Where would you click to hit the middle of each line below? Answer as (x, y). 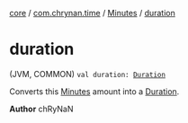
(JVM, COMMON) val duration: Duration (88, 74)
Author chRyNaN (41, 109)
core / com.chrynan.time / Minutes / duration (92, 13)
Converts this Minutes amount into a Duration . (94, 91)
